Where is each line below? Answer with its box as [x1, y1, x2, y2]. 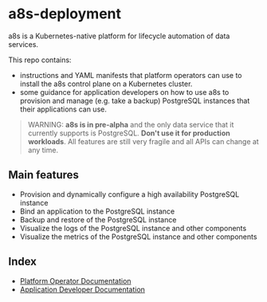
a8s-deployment [8, 5, 122, 23]
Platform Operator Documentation [19, 276, 132, 285]
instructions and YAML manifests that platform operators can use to [19, 70, 242, 80]
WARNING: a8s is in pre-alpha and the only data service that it [27, 120, 234, 129]
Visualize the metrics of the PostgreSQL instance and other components [19, 232, 257, 241]
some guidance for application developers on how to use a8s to [19, 87, 230, 96]
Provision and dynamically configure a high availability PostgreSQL [19, 189, 240, 199]
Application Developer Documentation [19, 284, 146, 294]
